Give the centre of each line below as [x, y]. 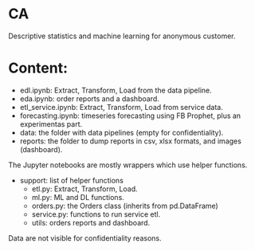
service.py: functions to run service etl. [96, 214]
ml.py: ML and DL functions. [78, 197]
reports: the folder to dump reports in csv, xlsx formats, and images [130, 141]
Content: [38, 68]
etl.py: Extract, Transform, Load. [84, 189]
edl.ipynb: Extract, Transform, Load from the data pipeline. [116, 90]
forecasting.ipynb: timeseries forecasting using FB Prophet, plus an [130, 116]
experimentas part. [51, 124]
